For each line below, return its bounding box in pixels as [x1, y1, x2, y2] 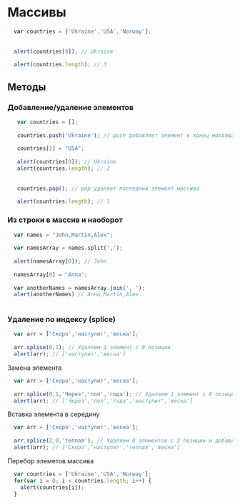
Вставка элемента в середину [7, 410, 100, 418]
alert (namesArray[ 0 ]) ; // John [14, 258, 107, 265]
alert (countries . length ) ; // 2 [16, 165, 111, 172]
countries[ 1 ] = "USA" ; [16, 145, 84, 152]
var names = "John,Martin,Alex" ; [14, 231, 114, 238]
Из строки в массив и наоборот [7, 215, 124, 225]
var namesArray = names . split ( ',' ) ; [14, 244, 123, 252]
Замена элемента [7, 363, 62, 372]
